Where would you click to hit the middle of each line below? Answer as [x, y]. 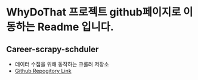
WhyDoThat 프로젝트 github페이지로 [94, 12]
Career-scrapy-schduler [52, 49]
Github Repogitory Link [43, 71]
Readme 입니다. [76, 27]
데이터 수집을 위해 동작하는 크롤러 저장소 [62, 64]
